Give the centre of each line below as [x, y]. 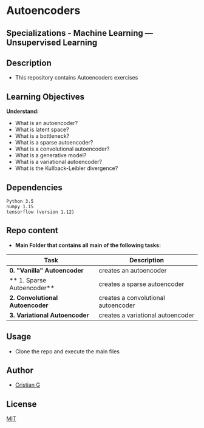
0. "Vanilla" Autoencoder [46, 270]
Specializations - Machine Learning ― [80, 33]
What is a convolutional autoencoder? [62, 149]
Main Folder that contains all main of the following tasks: [88, 245]
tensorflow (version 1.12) [40, 212]
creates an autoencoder [133, 270]
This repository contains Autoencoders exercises [76, 78]
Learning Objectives [46, 97]
